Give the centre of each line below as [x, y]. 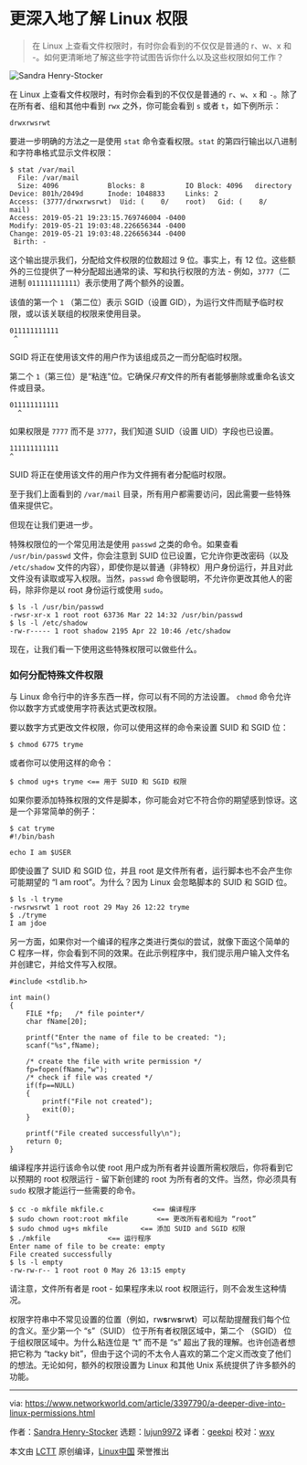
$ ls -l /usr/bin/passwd [57, 607]
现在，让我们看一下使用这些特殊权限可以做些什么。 [106, 648]
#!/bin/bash [32, 837]
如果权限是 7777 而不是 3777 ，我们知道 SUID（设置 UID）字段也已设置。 [144, 431]
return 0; [45, 1142]
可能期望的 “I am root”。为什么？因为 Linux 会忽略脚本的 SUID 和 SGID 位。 [151, 882]
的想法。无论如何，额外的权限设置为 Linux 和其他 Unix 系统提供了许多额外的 [153, 1365]
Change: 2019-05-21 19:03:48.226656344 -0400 [97, 234]
